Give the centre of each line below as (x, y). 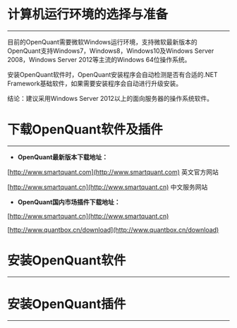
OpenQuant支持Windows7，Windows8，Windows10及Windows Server (111, 51)
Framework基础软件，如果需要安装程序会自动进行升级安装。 (95, 83)
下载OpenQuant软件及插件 (85, 129)
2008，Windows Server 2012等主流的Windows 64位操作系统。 (99, 59)
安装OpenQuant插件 (67, 304)
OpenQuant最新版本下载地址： (63, 157)
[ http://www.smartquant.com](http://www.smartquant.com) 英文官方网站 (113, 172)
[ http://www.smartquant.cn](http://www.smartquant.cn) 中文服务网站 (108, 187)
